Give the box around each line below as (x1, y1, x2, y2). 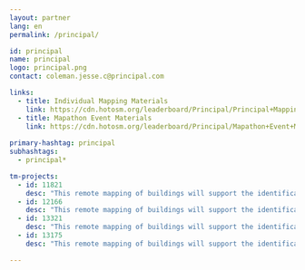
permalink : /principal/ (9, 30, 100, 39)
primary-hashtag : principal (9, 139, 116, 148)
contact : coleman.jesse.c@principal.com (9, 72, 165, 82)
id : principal (9, 46, 64, 55)
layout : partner (9, 13, 71, 23)
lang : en (9, 22, 43, 31)
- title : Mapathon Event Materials (17, 113, 152, 122)
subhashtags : (9, 147, 59, 157)
